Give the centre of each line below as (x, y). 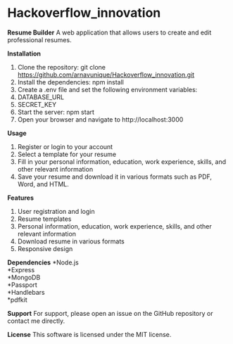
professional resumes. (39, 39)
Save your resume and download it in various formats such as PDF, (115, 177)
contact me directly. (36, 321)
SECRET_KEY (37, 104)
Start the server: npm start (56, 112)
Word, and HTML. (43, 184)
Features (20, 198)
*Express (21, 269)
